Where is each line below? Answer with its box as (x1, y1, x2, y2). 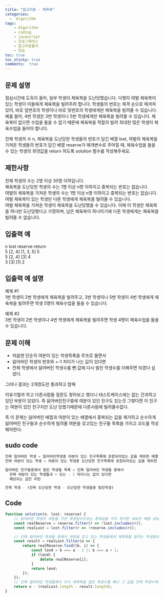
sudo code (5, 441, 38, 449)
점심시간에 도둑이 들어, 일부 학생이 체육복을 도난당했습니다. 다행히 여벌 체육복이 (5, 95, 156, 101)
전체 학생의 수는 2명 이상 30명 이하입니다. (5, 177, 84, 183)
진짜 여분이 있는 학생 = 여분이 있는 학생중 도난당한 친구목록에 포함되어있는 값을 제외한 (5, 458, 157, 464)
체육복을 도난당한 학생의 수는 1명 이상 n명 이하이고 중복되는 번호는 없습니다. (5, 184, 149, 190)
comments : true (5, 62, 38, 66)
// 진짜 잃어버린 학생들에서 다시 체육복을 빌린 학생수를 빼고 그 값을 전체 (14, 580, 143, 585)
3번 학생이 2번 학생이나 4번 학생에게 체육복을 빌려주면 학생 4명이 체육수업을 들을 (5, 317, 159, 323)
